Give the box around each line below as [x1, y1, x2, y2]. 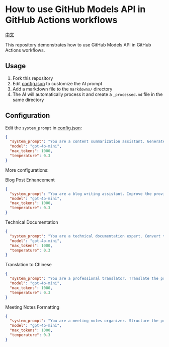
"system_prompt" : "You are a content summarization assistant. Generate [10, 139, 165, 144]
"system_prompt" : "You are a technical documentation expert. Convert [10, 233, 161, 238]
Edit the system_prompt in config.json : [5, 125, 82, 131]
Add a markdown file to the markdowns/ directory [12, 86, 113, 92]
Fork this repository [12, 75, 53, 81]
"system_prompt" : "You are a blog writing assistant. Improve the [10, 191, 152, 196]
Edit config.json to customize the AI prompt [12, 80, 103, 86]
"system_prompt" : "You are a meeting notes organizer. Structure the [10, 318, 158, 324]
